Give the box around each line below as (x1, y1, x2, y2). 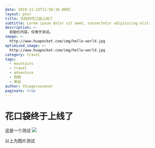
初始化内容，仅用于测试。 (9, 30, 53, 34)
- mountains (9, 61, 34, 66)
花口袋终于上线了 (5, 111, 74, 122)
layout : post (5, 12, 32, 16)
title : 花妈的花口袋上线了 (5, 16, 53, 21)
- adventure (9, 70, 34, 75)
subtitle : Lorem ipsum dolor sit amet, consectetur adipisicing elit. (5, 20, 151, 26)
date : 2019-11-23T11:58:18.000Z (5, 7, 70, 12)
